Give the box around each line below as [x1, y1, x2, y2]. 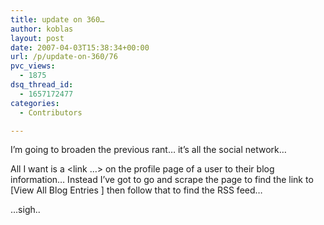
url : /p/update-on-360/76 [10, 52, 118, 62]
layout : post [10, 33, 65, 43]
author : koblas [10, 24, 74, 34]
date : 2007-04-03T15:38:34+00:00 [10, 42, 150, 53]
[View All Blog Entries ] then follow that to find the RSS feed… [10, 184, 263, 196]
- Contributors [19, 107, 83, 118]
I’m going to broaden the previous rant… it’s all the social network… [10, 144, 287, 156]
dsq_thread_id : [10, 80, 74, 90]
